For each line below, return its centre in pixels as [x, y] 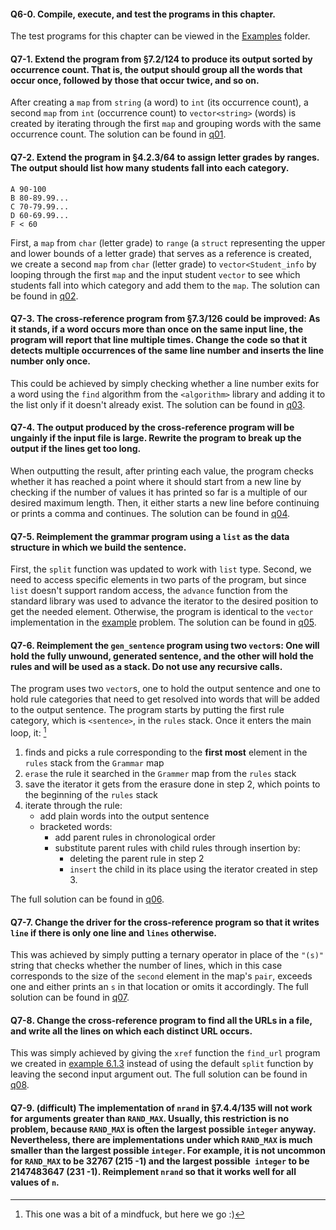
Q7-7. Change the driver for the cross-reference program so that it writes [165, 922]
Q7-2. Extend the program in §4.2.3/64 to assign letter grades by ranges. [165, 157]
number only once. [50, 361]
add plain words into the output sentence [124, 816]
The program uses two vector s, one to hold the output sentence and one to [165, 689]
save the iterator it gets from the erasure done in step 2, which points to [172, 784]
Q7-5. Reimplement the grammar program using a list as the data [150, 536]
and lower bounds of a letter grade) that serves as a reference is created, [161, 253]
